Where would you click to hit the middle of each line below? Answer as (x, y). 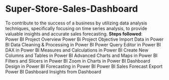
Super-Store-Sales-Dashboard (72, 9)
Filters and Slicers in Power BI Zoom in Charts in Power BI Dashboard (78, 61)
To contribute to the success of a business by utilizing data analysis (76, 23)
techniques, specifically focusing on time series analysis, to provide (76, 28)
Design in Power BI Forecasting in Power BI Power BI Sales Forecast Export (84, 66)
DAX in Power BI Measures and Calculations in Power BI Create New (77, 50)
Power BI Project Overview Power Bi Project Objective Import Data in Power (84, 39)
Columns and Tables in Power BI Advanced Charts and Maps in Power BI (81, 55)
